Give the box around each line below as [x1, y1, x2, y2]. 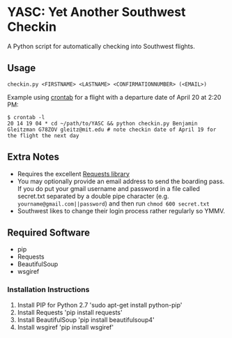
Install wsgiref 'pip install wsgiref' [17, 323, 114, 331]
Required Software [7, 226, 91, 238]
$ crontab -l [7, 114, 45, 121]
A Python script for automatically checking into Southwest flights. [7, 42, 195, 50]
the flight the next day [7, 132, 79, 139]
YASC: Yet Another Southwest [7, 4, 186, 20]
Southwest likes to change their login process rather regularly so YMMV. [17, 206, 225, 215]
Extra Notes [7, 151, 59, 163]
